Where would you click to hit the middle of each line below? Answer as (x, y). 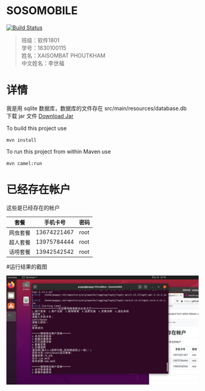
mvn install (21, 140)
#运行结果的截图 (27, 266)
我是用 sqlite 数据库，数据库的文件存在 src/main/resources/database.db (97, 108)
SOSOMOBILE (42, 11)
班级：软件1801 (40, 40)
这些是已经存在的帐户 (33, 207)
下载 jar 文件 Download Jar (40, 116)
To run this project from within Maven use (59, 151)
